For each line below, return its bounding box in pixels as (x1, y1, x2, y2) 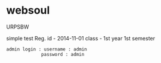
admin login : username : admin (6, 46, 87, 52)
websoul (6, 4, 50, 17)
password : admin (41, 51, 85, 57)
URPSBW (6, 23, 29, 30)
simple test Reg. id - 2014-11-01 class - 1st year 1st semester (6, 34, 156, 42)
